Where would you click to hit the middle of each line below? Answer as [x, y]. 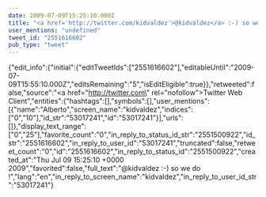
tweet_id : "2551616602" [47, 38]
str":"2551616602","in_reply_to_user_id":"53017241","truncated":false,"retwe [132, 143]
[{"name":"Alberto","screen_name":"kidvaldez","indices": [101, 110]
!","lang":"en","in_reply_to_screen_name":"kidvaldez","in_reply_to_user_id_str [133, 177]
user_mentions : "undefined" [55, 30]
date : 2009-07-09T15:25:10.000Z [61, 15]
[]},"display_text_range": [47, 127]
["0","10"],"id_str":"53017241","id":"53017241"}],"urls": [96, 118]
